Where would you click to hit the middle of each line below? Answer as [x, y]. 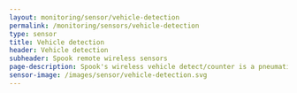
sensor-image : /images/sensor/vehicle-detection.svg [108, 75]
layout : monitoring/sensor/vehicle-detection [94, 17]
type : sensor [33, 34]
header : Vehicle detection [59, 50]
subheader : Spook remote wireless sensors [88, 58]
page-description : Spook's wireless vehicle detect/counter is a [132, 67]
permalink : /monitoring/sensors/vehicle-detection [104, 26]
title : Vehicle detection [57, 42]
